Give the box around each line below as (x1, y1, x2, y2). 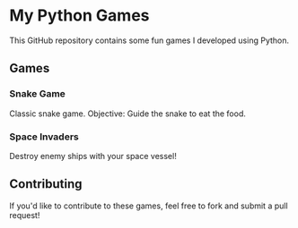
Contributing (9, 176, 83, 192)
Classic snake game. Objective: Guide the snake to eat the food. (9, 108, 247, 119)
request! (9, 209, 40, 220)
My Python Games (9, 5, 150, 26)
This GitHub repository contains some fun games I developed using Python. (9, 35, 290, 46)
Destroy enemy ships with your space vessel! (9, 150, 177, 161)
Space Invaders (9, 131, 79, 143)
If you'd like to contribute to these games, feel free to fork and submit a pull (9, 200, 289, 211)
